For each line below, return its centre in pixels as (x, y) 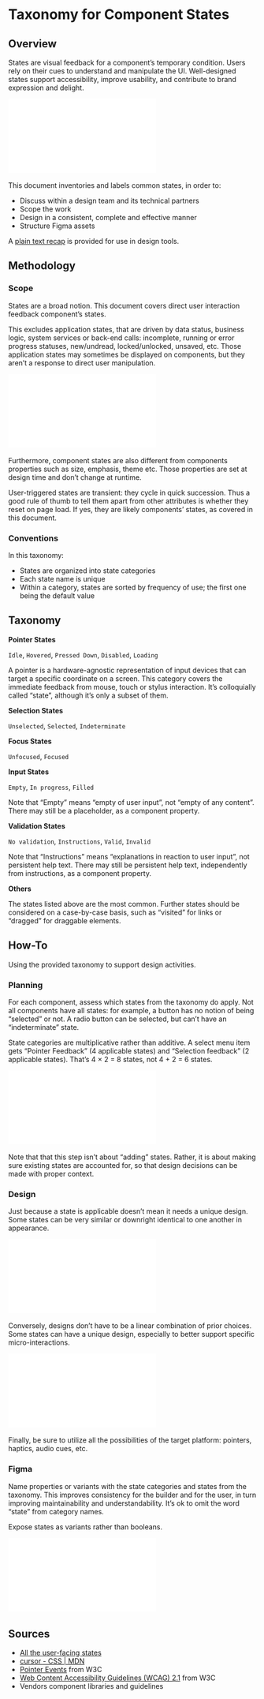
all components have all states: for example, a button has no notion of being (131, 1010)
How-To (28, 946)
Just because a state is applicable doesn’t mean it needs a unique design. (128, 1211)
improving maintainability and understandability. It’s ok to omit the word (124, 1503)
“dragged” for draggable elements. (65, 920)
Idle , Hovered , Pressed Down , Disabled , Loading (84, 655)
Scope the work (45, 209)
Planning (26, 985)
